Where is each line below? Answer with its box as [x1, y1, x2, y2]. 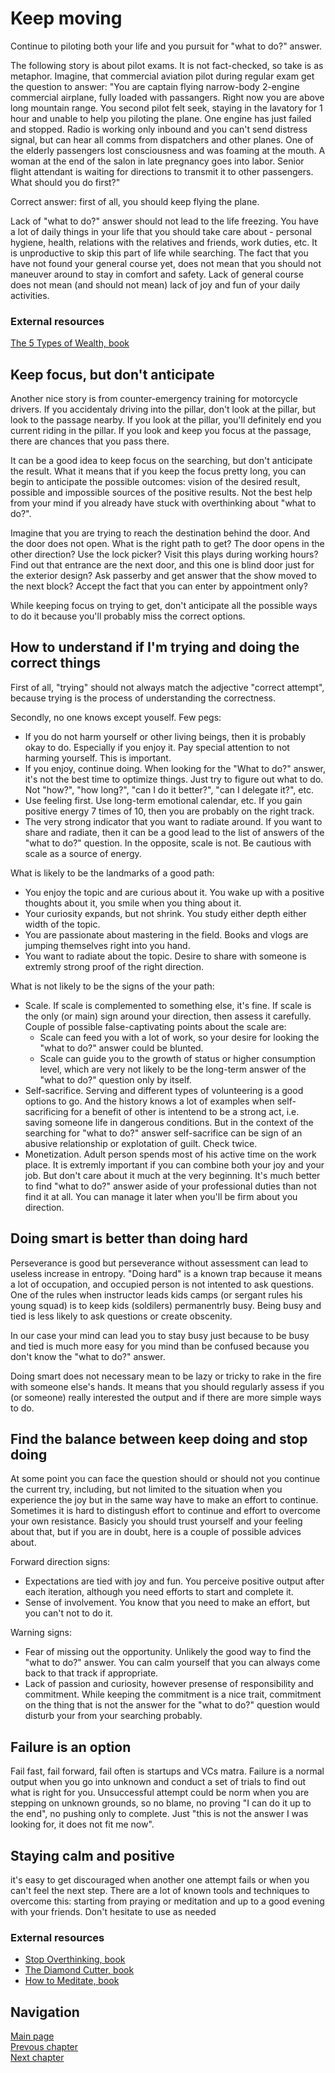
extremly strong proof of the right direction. [24, 960, 205, 972]
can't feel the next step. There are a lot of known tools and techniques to [10, 1885, 310, 1897]
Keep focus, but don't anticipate [10, 366, 215, 383]
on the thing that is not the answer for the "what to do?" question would [24, 1699, 320, 1711]
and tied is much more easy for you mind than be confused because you [10, 1340, 310, 1352]
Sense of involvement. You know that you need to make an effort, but [24, 1597, 311, 1609]
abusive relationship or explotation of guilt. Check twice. [24, 1137, 258, 1149]
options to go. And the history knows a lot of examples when [24, 1095, 275, 1107]
